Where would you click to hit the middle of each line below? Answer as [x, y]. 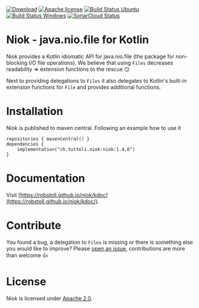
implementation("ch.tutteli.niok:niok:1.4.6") [76, 149]
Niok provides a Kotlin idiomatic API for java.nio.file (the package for [91, 56]
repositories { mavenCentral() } [48, 139]
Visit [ [13, 195]
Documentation [46, 178]
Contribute [34, 225]
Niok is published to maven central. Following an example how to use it [94, 128]
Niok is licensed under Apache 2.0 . [49, 298]
